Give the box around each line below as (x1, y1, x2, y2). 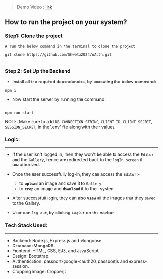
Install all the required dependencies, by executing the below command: (12, 79, 156, 84)
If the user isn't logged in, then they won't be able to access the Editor (12, 151, 154, 157)
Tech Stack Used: (5, 222, 48, 229)
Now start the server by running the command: (12, 97, 106, 102)
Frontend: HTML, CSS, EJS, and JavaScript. (12, 247, 100, 254)
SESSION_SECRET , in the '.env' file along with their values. (5, 124, 116, 130)
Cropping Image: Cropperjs (12, 268, 67, 274)
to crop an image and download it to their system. (19, 186, 116, 192)
